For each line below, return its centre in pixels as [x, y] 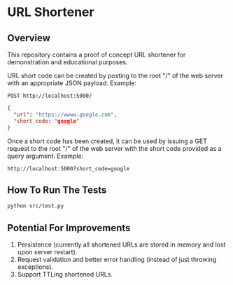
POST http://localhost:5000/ [50, 96]
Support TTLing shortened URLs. [65, 274]
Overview [29, 38]
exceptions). [35, 267]
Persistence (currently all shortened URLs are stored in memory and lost [121, 244]
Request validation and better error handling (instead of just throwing [117, 260]
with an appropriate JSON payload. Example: [72, 83]
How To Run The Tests [57, 190]
